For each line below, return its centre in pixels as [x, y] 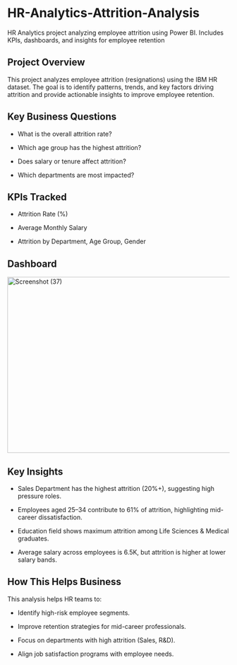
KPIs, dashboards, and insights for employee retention [86, 40]
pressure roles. [39, 496]
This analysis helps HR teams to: [55, 598]
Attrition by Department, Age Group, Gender [81, 241]
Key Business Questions [62, 117]
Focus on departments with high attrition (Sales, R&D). [96, 640]
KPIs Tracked [37, 197]
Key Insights [35, 472]
